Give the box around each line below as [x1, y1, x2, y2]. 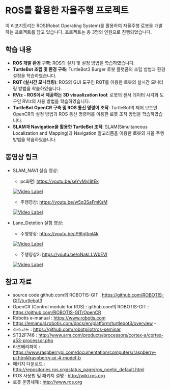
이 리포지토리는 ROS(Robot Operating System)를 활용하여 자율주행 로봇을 [5, 22, 154, 29]
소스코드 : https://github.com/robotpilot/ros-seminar [12, 326, 121, 332]
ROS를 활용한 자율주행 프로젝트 [5, 5, 129, 16]
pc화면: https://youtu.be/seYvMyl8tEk [20, 178, 99, 184]
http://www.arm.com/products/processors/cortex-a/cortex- [38, 332, 164, 338]
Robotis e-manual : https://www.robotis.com [12, 315, 106, 321]
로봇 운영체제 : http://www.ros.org [12, 379, 82, 385]
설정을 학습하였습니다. [12, 72, 57, 79]
